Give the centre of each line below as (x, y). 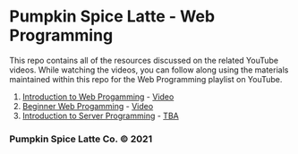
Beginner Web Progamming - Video (88, 106)
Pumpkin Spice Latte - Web (112, 17)
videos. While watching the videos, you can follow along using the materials (149, 70)
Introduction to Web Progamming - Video (98, 97)
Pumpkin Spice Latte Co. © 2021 (81, 139)
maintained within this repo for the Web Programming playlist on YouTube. (146, 79)
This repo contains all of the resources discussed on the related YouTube (144, 60)
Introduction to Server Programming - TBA (100, 115)
